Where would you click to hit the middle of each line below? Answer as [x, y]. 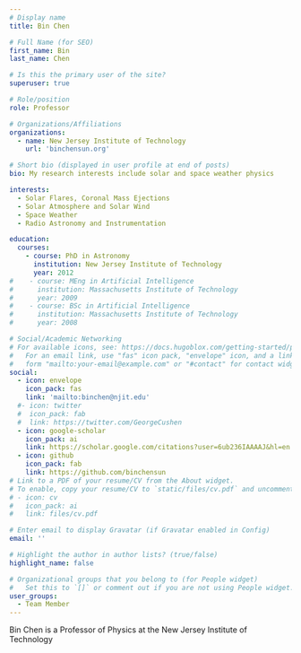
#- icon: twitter [50, 405]
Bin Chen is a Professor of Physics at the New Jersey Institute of [129, 630]
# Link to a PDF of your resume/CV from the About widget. [122, 481]
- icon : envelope [50, 381]
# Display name [38, 17]
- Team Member [43, 605]
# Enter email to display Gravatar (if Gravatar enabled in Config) [140, 530]
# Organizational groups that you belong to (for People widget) [133, 579]
